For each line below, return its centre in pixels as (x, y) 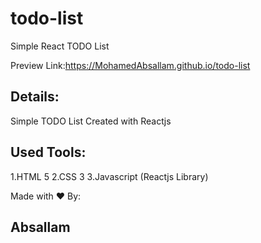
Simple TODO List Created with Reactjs (91, 121)
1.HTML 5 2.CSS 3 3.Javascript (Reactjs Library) (109, 176)
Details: (35, 97)
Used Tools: (48, 152)
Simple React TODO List (60, 46)
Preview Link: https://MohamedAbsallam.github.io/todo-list (130, 65)
